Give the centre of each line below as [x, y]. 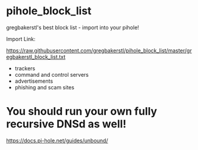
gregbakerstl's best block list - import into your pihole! [73, 27]
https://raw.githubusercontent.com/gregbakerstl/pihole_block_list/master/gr [99, 50]
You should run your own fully [82, 112]
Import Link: [21, 39]
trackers [25, 68]
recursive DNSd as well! [66, 124]
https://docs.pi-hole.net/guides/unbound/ [57, 140]
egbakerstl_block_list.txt [36, 57]
